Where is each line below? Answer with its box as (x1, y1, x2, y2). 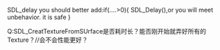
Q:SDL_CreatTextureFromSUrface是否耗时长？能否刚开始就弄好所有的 (7, 27, 207, 35)
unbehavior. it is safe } (7, 13, 71, 21)
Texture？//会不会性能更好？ (7, 36, 88, 44)
